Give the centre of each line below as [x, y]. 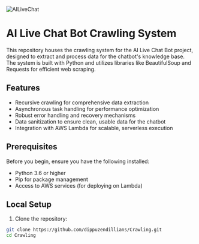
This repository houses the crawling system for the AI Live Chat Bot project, [100, 50]
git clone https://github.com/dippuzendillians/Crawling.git [84, 230]
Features [23, 88]
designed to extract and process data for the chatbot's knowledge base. [95, 56]
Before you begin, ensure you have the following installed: [78, 161]
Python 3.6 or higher [40, 173]
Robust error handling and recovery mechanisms [75, 115]
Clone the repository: [41, 219]
